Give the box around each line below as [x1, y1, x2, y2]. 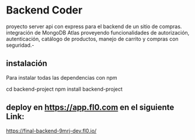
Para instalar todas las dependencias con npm [6, 74, 118, 81]
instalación [6, 59, 48, 69]
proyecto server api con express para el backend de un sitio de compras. [6, 23, 182, 30]
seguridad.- [6, 42, 34, 49]
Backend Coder [6, 4, 83, 17]
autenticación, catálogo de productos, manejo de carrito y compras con [6, 35, 179, 42]
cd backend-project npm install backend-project [6, 86, 123, 93]
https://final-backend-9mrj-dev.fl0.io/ [6, 127, 97, 134]
